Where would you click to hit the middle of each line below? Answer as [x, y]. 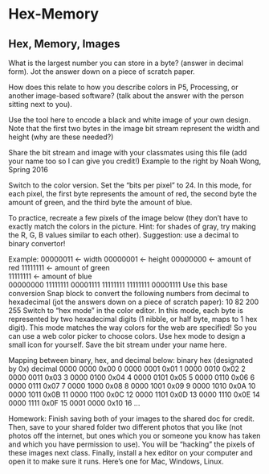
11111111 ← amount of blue [50, 276]
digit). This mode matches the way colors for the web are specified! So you [132, 328]
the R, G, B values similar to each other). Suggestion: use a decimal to [124, 235]
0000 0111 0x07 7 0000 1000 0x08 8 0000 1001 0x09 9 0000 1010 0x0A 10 [132, 386]
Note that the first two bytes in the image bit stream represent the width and [134, 128]
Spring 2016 [28, 169]
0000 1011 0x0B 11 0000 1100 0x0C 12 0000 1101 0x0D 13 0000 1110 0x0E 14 [134, 394]
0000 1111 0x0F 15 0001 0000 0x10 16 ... [74, 403]
